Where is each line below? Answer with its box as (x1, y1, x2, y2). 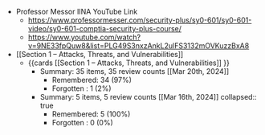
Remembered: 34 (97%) (51, 76, 132, 84)
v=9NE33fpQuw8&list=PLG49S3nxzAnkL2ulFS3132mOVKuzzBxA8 (27, 41, 250, 51)
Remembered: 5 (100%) (51, 109, 131, 119)
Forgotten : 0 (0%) (51, 118, 114, 127)
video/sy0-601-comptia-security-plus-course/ (27, 24, 182, 33)
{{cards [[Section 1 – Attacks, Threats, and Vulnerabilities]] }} (27, 58, 230, 67)
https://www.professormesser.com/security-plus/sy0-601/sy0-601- (27, 15, 252, 25)
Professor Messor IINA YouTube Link (15, 7, 138, 16)
